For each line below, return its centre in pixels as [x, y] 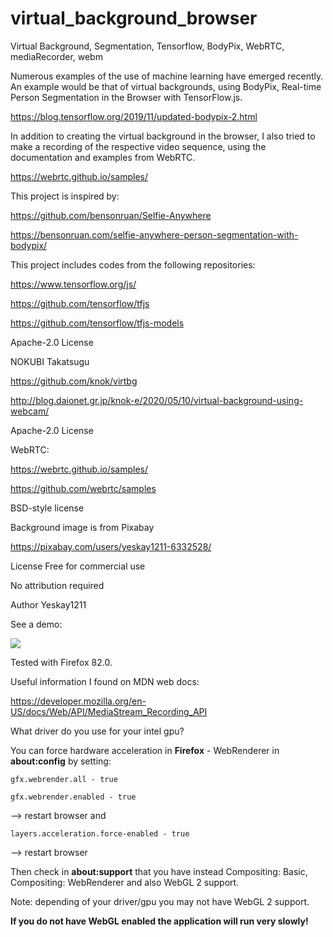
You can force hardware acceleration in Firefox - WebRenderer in [145, 750]
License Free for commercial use [78, 566]
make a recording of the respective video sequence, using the [138, 146]
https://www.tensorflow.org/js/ [73, 284]
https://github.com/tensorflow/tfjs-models [97, 323]
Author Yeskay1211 [48, 604]
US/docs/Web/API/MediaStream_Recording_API [109, 711]
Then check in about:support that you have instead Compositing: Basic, [159, 871]
